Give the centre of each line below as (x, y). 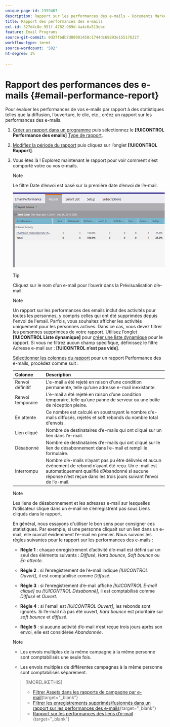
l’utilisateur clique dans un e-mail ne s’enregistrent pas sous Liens (81, 508)
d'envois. (55, 423)
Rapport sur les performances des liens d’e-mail (83, 713)
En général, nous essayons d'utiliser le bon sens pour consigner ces (84, 524)
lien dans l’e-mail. (65, 435)
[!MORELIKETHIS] (44, 682)
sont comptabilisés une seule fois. (56, 657)
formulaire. (57, 453)
